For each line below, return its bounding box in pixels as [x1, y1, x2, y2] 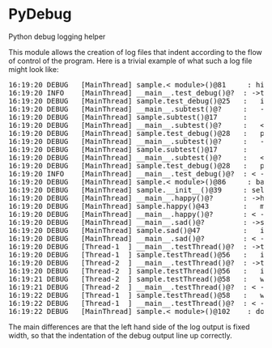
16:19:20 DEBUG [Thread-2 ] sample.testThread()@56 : [8, 266, 249, 275]
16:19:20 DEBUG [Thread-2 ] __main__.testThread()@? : [8, 258, 249, 267]
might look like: [8, 64, 59, 74]
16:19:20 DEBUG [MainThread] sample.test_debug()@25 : [8, 96, 249, 105]
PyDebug [8, 5, 72, 23]
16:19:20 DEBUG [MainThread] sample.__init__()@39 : [8, 185, 249, 194]
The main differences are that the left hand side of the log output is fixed [8, 321, 250, 332]
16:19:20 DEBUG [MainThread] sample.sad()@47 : [8, 226, 249, 235]
